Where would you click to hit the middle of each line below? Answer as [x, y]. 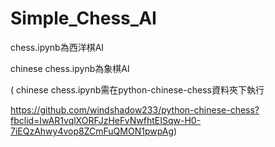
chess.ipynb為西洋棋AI [57, 47]
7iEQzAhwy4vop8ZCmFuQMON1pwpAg [92, 131]
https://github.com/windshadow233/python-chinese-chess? [135, 109]
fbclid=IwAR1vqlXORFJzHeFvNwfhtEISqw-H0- [106, 120]
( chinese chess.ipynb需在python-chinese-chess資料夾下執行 [137, 89]
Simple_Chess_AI [83, 18]
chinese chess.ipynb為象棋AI [70, 68]
